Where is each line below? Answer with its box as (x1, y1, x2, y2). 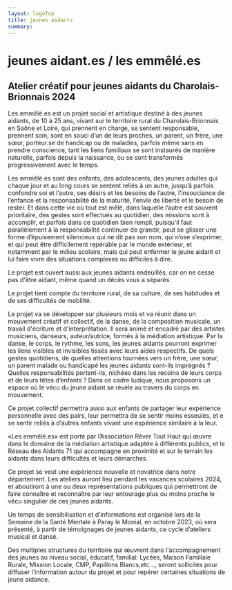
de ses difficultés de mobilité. (8, 297, 92, 305)
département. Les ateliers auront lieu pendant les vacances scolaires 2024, (8, 475, 222, 483)
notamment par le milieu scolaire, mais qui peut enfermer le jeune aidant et (8, 248, 221, 256)
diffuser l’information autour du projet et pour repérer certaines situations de (8, 568, 226, 576)
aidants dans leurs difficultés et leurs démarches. (8, 454, 148, 463)
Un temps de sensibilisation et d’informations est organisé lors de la (8, 510, 201, 519)
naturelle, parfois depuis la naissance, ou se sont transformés (8, 154, 184, 162)
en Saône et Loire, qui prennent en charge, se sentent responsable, (8, 124, 200, 132)
